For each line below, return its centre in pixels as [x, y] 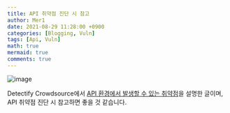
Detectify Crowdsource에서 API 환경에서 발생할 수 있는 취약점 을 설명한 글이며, [115, 93]
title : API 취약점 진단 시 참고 [48, 14]
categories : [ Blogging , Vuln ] [51, 33]
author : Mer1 [26, 20]
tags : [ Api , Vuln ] [34, 40]
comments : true [29, 59]
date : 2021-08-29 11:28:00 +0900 [56, 27]
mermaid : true [28, 53]
